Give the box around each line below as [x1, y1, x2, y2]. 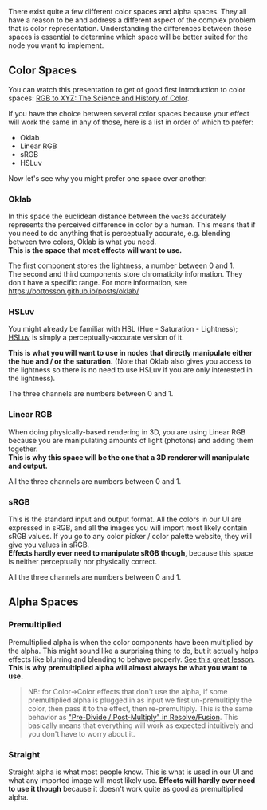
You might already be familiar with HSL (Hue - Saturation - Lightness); [8, 324, 238, 334]
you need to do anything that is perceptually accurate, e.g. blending [8, 229, 231, 238]
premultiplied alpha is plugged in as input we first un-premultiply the [27, 695, 253, 705]
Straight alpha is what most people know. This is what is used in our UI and [8, 767, 254, 777]
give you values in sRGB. [8, 540, 90, 549]
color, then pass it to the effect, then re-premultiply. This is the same [27, 703, 253, 713]
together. [8, 444, 38, 454]
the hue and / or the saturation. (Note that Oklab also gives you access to [8, 356, 252, 366]
